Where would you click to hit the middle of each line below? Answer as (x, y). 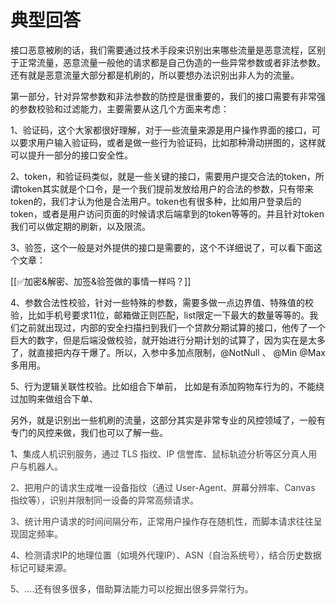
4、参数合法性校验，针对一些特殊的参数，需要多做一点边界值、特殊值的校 (162, 302)
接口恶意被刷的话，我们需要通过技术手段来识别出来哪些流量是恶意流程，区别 (168, 50)
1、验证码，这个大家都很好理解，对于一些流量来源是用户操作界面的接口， (161, 130)
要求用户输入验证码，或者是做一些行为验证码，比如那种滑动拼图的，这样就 (172, 142)
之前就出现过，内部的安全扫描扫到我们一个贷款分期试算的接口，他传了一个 (172, 327)
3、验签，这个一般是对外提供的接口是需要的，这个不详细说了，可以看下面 (162, 247)
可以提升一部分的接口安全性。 (71, 155)
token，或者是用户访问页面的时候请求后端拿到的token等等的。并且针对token (167, 213)
